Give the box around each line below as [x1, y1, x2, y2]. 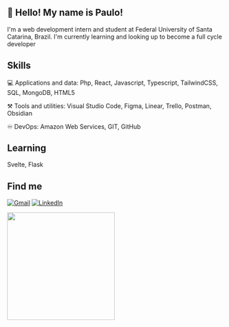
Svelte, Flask [7, 160, 43, 169]
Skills [7, 60, 31, 72]
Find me [7, 180, 43, 192]
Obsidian [7, 109, 33, 117]
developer [7, 39, 36, 48]
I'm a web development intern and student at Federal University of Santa [7, 25, 213, 33]
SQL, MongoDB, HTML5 [7, 88, 76, 96]
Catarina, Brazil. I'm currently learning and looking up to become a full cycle [7, 32, 222, 41]
